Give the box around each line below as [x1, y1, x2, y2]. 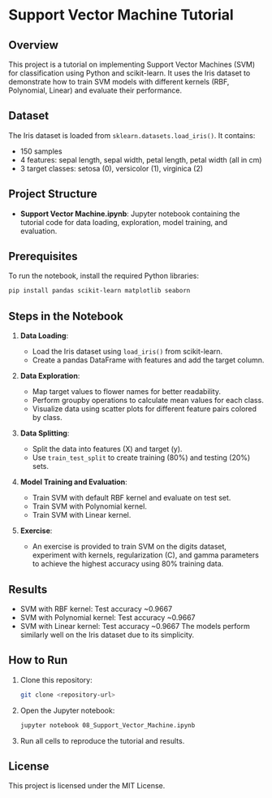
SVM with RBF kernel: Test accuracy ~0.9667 [19, 604, 173, 614]
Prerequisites [8, 249, 78, 263]
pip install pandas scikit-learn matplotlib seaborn [8, 287, 191, 295]
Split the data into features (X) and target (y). [32, 445, 183, 454]
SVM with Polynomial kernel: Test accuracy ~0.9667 [19, 612, 196, 622]
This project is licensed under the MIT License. [8, 781, 166, 791]
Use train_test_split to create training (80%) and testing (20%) [32, 453, 251, 462]
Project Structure [8, 187, 97, 201]
